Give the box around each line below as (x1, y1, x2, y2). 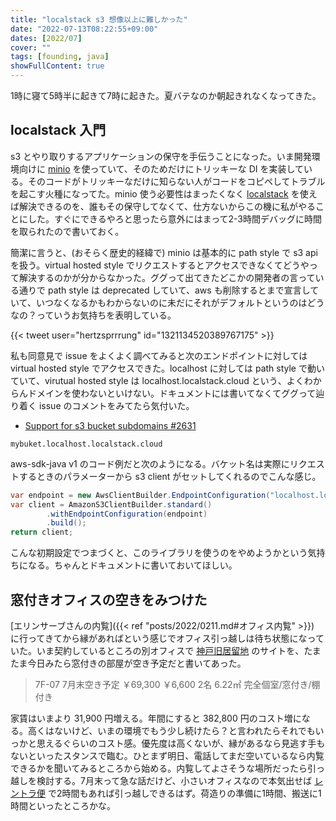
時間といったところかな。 (10, 800, 116, 811)
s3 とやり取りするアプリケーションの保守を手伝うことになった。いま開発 (10, 150, 312, 162)
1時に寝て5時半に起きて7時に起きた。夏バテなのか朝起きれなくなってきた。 (10, 90, 322, 101)
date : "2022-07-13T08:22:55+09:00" (10, 24, 159, 34)
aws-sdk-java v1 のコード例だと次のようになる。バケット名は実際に (10, 457, 290, 470)
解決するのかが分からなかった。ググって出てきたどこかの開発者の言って (18, 271, 316, 283)
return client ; (10, 527, 74, 538)
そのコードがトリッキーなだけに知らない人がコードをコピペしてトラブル (27, 175, 326, 187)
